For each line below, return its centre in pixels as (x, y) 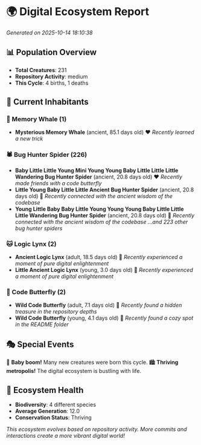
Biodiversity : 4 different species (56, 404)
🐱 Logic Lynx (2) (31, 244)
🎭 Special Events (40, 344)
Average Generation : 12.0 (47, 411)
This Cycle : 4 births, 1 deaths (52, 83)
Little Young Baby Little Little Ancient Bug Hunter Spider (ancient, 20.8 (104, 190)
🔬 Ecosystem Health (45, 390)
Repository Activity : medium (51, 76)
